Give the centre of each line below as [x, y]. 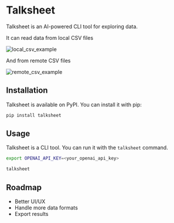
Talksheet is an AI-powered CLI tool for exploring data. [72, 26]
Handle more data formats [46, 208]
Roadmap [24, 187]
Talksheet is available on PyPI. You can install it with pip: [74, 104]
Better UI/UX [30, 201]
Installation [27, 91]
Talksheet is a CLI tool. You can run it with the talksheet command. [87, 148]
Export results [31, 214]
